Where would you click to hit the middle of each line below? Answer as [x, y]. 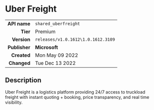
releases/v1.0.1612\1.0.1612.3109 [75, 39]
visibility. [14, 102]
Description [23, 80]
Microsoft [47, 47]
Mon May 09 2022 [57, 55]
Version [21, 39]
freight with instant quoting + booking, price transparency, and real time [77, 97]
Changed [19, 63]
